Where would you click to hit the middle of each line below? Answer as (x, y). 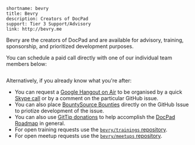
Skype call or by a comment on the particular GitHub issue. (86, 98)
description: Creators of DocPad (47, 19)
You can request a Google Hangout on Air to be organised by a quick (98, 92)
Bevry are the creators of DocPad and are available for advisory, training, (95, 40)
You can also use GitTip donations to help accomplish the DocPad (95, 117)
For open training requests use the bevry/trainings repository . (91, 129)
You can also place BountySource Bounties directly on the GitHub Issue (102, 104)
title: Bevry (22, 14)
